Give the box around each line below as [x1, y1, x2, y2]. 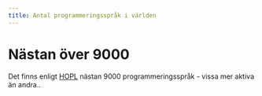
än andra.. [8, 79, 41, 89]
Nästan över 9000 [8, 45, 130, 63]
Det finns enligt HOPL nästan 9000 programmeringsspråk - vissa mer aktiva [8, 72, 255, 81]
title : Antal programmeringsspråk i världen [8, 11, 157, 20]
